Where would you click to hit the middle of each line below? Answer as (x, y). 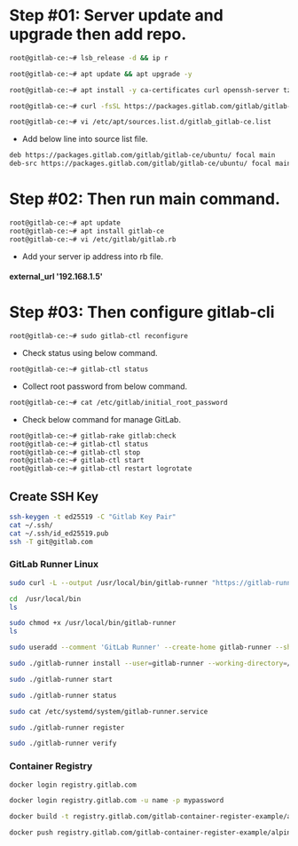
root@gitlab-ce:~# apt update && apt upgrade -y (101, 74)
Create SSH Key (54, 497)
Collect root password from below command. (105, 386)
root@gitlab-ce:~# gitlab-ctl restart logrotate (101, 469)
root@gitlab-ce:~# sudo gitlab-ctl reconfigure (99, 336)
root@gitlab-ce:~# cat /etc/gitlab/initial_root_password (118, 402)
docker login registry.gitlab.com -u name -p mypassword (117, 801)
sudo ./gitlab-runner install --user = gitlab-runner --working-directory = (149, 664)
